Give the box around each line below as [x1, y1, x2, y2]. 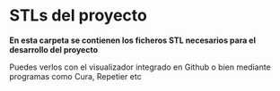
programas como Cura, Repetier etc [9, 70, 142, 81]
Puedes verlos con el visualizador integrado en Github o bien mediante [9, 62, 271, 72]
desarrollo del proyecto [9, 44, 99, 54]
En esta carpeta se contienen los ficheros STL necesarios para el [9, 35, 256, 45]
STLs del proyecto [9, 5, 148, 26]
